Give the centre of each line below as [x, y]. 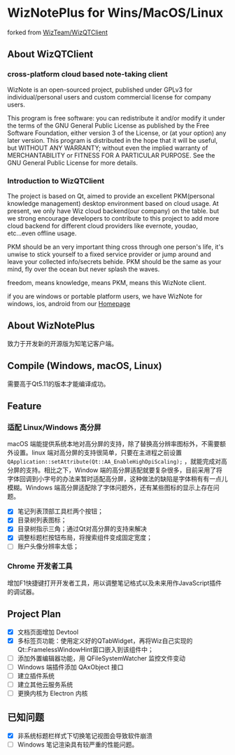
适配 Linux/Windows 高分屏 [54, 427]
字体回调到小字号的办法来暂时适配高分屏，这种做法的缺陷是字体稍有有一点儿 [117, 479]
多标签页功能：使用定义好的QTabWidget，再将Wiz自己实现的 [105, 640]
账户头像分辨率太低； [48, 546]
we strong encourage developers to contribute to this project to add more [113, 218]
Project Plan [34, 614]
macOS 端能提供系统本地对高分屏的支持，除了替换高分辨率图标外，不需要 [114, 444]
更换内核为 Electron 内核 [52, 693]
